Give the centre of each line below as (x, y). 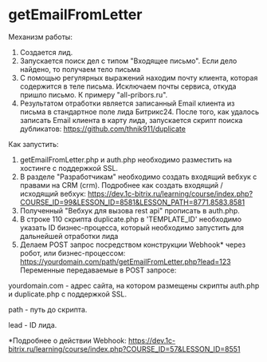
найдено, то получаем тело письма (80, 69)
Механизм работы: (41, 37)
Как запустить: (33, 144)
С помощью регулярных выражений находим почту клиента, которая (139, 78)
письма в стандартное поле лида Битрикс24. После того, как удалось (139, 111)
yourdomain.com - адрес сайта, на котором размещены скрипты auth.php (134, 285)
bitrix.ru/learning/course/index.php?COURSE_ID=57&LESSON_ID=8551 (124, 348)
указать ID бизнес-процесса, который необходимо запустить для (132, 227)
